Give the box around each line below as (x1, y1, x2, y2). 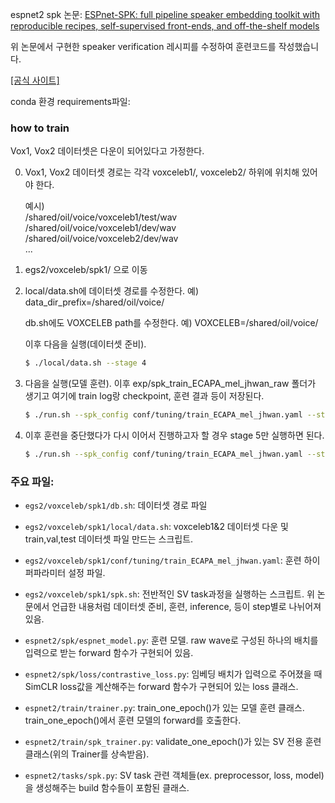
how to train (10, 121, 70, 135)
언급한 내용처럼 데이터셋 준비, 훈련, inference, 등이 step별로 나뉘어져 (51, 601, 322, 613)
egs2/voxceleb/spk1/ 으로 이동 (24, 264, 148, 276)
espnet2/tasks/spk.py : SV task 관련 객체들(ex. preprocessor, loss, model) (24, 769, 325, 782)
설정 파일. (68, 567, 106, 579)
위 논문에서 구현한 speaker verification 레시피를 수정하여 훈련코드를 (10, 41, 277, 52)
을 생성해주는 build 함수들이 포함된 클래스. (24, 782, 190, 794)
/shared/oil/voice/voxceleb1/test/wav (24, 211, 178, 223)
